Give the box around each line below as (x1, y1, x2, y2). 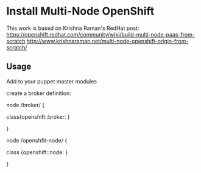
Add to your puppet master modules (6, 77, 97, 85)
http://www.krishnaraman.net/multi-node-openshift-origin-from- (26, 37, 189, 44)
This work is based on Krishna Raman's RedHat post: (6, 24, 139, 32)
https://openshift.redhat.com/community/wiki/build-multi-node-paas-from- (6, 30, 195, 38)
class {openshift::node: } (6, 148, 68, 156)
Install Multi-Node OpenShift (6, 4, 155, 18)
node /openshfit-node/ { (6, 136, 68, 144)
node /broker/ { (6, 101, 44, 108)
